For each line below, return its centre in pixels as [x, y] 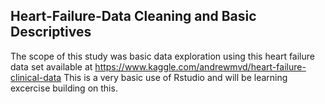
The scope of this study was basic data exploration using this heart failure [162, 56]
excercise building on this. [64, 88]
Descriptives [51, 32]
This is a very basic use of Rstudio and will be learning [175, 77]
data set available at [51, 66]
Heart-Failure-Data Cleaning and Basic [133, 16]
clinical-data [36, 77]
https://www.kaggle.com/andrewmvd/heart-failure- [200, 66]
